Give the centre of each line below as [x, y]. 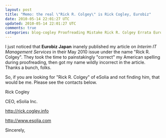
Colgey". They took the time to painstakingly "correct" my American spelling [83, 57]
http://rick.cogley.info [27, 111]
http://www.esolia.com [28, 121]
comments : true [21, 28]
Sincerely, [15, 130]
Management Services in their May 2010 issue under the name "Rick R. [78, 52]
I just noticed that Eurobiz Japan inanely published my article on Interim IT [81, 47]
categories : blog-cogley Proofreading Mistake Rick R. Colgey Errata [78, 33]
